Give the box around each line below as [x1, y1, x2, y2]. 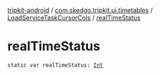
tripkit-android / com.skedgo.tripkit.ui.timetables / [7, 6, 153, 14]
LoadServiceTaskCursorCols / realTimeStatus [7, 13, 141, 22]
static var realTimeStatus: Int [7, 62, 103, 69]
